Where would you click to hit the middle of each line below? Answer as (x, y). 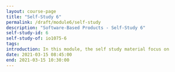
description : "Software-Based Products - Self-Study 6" (76, 28)
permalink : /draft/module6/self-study (53, 22)
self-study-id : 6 (27, 33)
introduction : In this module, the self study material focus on (87, 49)
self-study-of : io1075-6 (36, 38)
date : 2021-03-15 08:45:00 (39, 55)
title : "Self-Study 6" (34, 17)
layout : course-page (31, 11)
